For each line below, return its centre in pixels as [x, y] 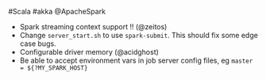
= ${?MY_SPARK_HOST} [54, 68]
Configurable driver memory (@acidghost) [89, 52]
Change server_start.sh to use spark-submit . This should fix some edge [139, 35]
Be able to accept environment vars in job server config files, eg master [136, 60]
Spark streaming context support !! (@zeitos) [93, 27]
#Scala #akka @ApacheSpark [57, 11]
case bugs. [38, 44]
